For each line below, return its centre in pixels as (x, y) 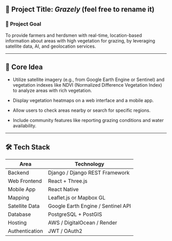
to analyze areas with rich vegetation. (52, 90)
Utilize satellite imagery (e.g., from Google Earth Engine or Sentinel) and (89, 79)
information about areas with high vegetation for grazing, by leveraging (80, 41)
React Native (63, 189)
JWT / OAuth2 (65, 231)
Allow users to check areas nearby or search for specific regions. (82, 110)
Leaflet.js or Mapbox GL (77, 198)
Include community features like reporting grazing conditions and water (88, 120)
